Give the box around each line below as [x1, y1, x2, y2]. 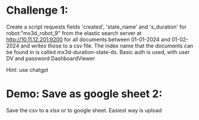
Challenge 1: [6, 4, 69, 17]
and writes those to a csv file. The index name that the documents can [20, 42, 194, 49]
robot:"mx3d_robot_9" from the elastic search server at [6, 29, 142, 36]
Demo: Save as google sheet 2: [6, 87, 163, 101]
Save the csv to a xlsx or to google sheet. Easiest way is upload [6, 106, 162, 113]
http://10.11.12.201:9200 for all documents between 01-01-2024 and [6, 36, 171, 43]
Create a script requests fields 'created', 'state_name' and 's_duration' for [6, 23, 186, 30]
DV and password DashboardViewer [6, 55, 95, 62]
